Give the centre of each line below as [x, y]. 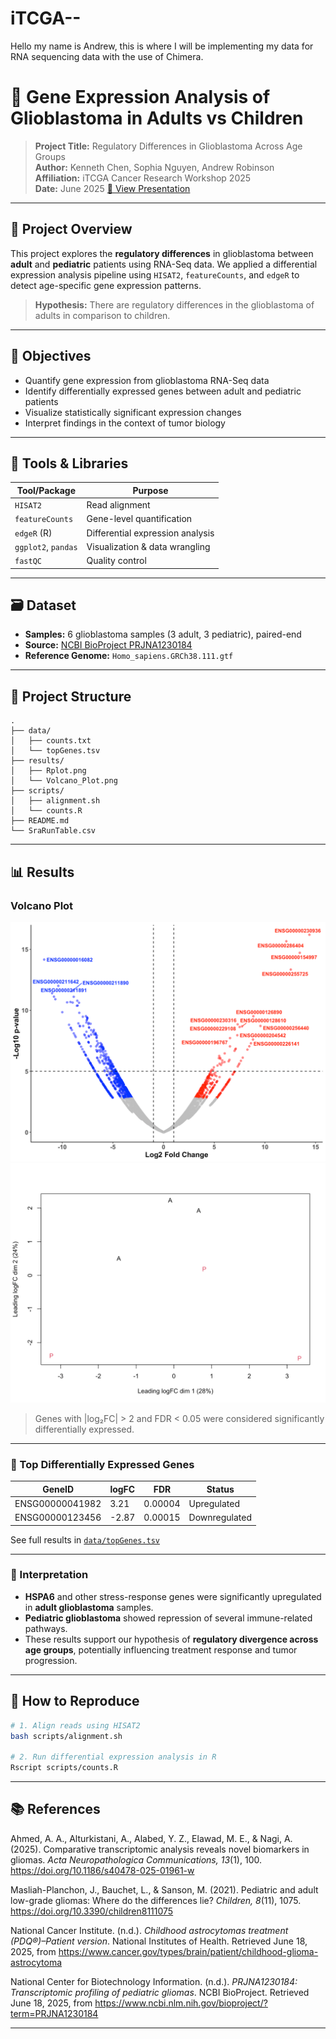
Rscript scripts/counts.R [64, 1768]
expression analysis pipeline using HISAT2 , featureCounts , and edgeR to [155, 274]
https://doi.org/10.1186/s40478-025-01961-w [102, 1870]
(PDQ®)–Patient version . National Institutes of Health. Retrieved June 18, [159, 1941]
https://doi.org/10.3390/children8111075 [92, 1911]
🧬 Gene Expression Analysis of [140, 97]
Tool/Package [46, 490]
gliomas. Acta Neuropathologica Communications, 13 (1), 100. [136, 1859]
